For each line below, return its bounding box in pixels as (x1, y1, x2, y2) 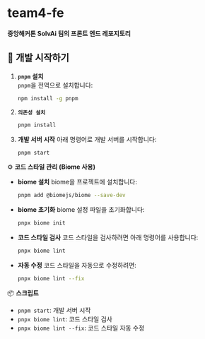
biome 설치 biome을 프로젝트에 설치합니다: (17, 178, 138, 186)
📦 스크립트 (7, 288, 39, 297)
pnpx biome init (17, 220, 66, 227)
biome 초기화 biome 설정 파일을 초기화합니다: (17, 206, 145, 214)
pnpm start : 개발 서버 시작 (17, 306, 91, 314)
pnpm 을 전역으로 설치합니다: (17, 81, 93, 89)
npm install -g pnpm (17, 95, 78, 102)
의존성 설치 (17, 109, 46, 116)
